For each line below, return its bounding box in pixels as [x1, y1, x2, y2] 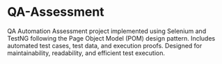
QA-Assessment [7, 4, 104, 20]
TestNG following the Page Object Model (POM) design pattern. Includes [7, 34, 216, 42]
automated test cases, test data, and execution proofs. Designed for [7, 41, 203, 50]
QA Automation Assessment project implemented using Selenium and [7, 27, 207, 35]
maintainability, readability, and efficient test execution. [7, 49, 166, 57]
